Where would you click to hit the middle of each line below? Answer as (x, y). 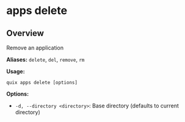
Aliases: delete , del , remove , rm (45, 59)
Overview (25, 33)
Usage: (16, 71)
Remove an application (35, 48)
